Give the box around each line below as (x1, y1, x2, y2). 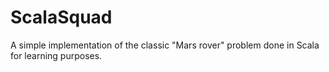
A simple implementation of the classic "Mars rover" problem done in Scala (10, 39, 320, 51)
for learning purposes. (10, 49, 103, 61)
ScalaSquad (10, 6, 113, 29)
